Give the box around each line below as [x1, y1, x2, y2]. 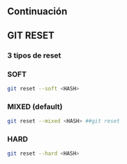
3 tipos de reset [7, 50, 61, 60]
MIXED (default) [7, 102, 63, 111]
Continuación [7, 6, 68, 18]
